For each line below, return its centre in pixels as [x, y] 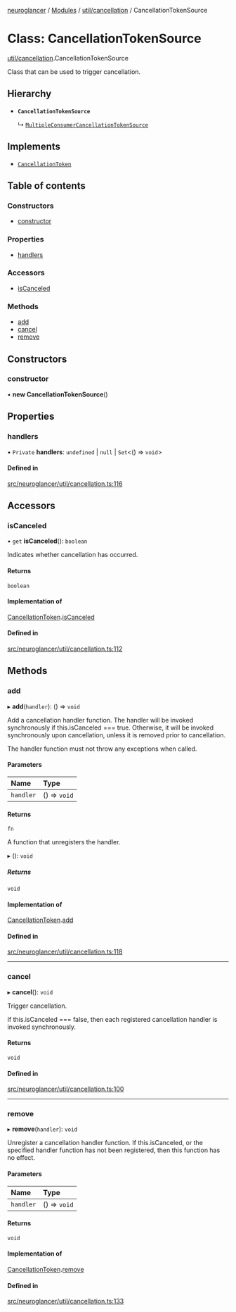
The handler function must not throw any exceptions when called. [102, 749]
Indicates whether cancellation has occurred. [73, 555]
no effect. [21, 1158]
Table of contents [46, 186]
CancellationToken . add [40, 920]
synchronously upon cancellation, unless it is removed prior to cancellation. [117, 735]
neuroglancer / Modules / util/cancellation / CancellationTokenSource [107, 10]
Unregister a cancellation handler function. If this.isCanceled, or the [105, 1143]
